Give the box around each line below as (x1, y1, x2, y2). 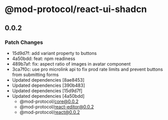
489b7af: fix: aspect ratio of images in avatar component (12, 61, 131, 67)
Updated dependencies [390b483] (12, 82, 86, 88)
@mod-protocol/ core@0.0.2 (19, 98, 79, 104)
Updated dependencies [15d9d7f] (12, 87, 83, 94)
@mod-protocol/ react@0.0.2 (19, 109, 80, 115)
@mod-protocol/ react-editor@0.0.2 (19, 103, 94, 109)
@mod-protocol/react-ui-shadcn (5, 4, 147, 15)
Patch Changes (5, 39, 44, 46)
